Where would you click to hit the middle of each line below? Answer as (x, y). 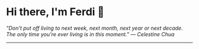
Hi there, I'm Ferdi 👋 (55, 12)
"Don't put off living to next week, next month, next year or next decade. (94, 28)
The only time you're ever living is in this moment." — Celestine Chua (90, 34)
